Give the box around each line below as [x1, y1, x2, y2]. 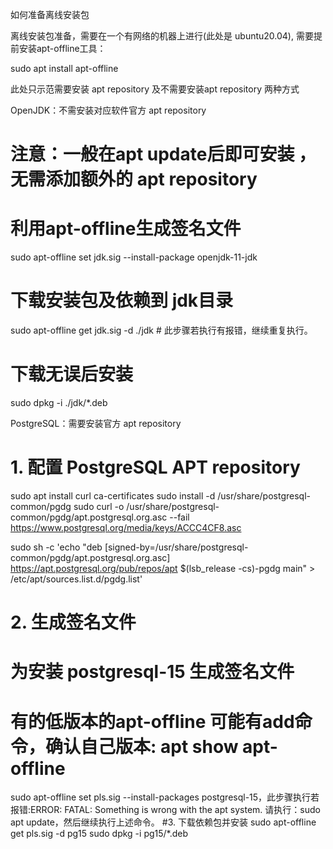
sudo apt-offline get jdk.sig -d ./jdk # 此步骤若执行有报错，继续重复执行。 [10, 324, 313, 337]
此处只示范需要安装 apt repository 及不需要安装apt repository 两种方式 [10, 83, 300, 95]
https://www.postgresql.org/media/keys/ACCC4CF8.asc [10, 521, 242, 533]
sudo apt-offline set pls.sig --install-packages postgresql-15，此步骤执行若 [10, 791, 320, 803]
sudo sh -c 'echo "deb [10, 541, 103, 553]
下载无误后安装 [10, 363, 134, 386]
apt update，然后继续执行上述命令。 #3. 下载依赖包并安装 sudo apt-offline [10, 816, 317, 828]
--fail [169, 511, 190, 523]
